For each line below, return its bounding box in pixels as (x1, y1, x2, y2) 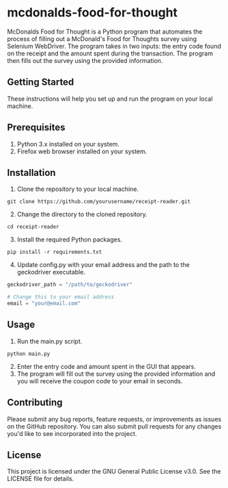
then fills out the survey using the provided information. (7, 56, 163, 64)
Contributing (7, 397, 63, 409)
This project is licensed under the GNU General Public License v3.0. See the (7, 467, 221, 476)
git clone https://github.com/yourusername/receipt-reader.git (7, 198, 191, 205)
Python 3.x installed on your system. (16, 140, 119, 148)
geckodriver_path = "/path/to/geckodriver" (7, 281, 133, 288)
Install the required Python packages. (16, 235, 123, 244)
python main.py (7, 350, 51, 357)
